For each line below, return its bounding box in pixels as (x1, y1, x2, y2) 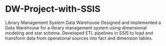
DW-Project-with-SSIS (5, 3, 101, 15)
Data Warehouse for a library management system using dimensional (5, 24, 147, 30)
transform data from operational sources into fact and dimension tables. (5, 35, 153, 41)
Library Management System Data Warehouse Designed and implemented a (5, 20, 161, 25)
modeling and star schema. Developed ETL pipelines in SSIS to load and (5, 30, 153, 36)
